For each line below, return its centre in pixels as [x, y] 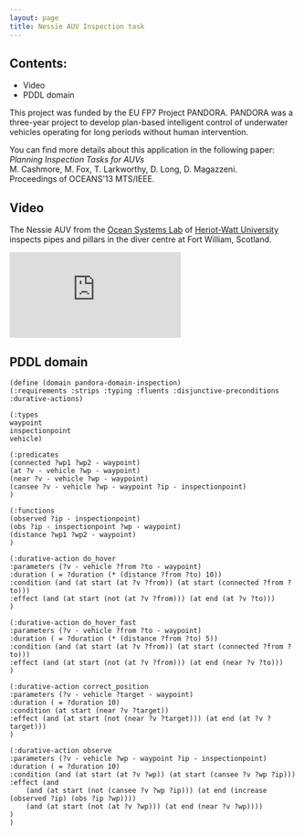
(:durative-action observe [61, 750]
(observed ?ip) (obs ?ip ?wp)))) [73, 798]
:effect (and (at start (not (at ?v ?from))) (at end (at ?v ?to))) [142, 598]
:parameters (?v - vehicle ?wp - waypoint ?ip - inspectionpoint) [138, 758]
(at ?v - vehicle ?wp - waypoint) [75, 470]
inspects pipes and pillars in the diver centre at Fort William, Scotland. [141, 239]
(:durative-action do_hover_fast [73, 622]
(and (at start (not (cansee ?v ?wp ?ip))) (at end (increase [147, 790]
